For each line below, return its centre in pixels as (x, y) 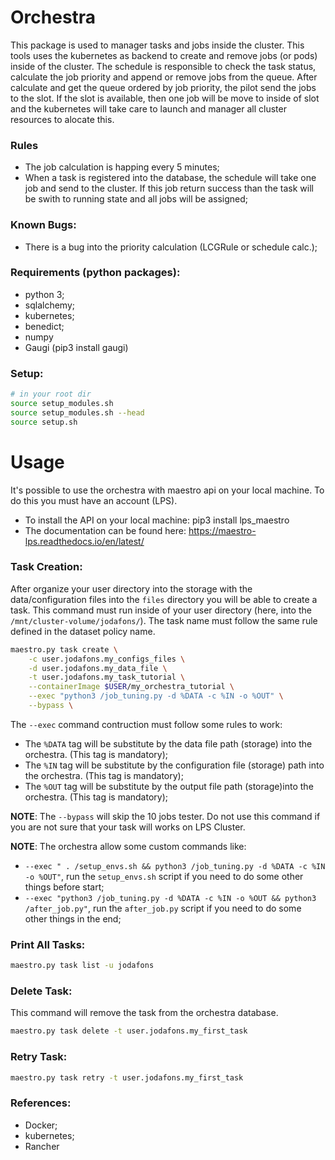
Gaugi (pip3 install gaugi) (76, 347)
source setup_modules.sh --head (77, 412)
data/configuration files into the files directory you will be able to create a (164, 599)
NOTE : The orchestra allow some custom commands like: (128, 846)
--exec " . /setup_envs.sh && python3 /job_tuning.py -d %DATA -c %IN (175, 866)
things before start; (64, 887)
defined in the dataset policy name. (83, 631)
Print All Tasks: (48, 944)
